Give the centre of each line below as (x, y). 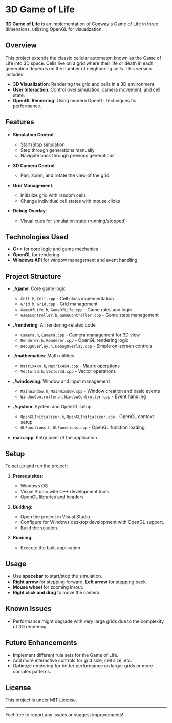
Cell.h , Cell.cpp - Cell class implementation (67, 299)
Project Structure (33, 276)
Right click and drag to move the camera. (57, 592)
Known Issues (28, 609)
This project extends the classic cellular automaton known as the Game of (83, 58)
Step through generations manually (57, 150)
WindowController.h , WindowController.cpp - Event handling (83, 396)
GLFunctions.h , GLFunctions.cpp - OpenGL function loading (82, 427)
